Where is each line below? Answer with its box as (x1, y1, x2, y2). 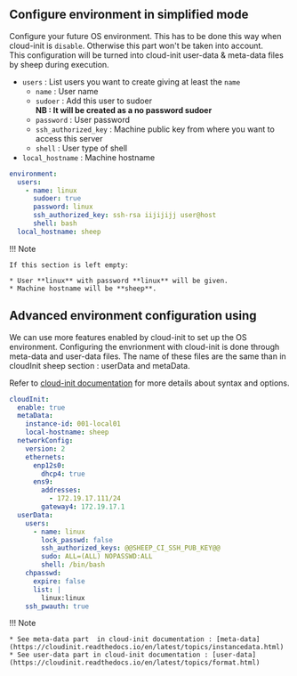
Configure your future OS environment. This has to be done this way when (9, 30, 282, 41)
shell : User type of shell (35, 143, 127, 153)
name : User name (35, 86, 99, 96)
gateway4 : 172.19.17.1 (41, 502, 125, 511)
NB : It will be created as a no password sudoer (35, 104, 213, 115)
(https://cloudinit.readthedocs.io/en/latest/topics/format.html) (9, 658, 261, 667)
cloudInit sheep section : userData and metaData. (9, 360, 190, 371)
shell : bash (32, 219, 77, 228)
